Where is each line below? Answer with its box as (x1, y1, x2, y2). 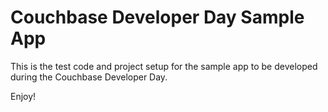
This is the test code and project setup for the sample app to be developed (10, 60, 318, 72)
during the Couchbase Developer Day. (10, 71, 168, 83)
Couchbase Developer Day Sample (10, 6, 305, 29)
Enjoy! (10, 90, 37, 102)
